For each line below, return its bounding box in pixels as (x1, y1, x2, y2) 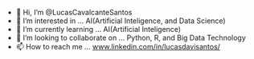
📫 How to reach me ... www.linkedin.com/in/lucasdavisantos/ (15, 42, 221, 51)
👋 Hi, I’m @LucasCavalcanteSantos (15, 8, 133, 17)
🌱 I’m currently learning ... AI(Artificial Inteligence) (15, 25, 182, 33)
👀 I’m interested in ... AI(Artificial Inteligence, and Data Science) (15, 16, 227, 26)
